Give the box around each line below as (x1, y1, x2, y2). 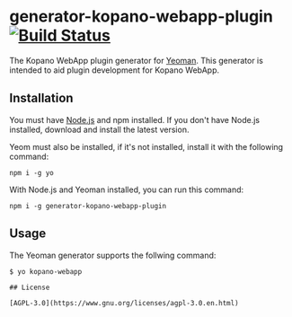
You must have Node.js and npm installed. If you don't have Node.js (9, 114, 261, 125)
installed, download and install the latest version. (9, 124, 190, 135)
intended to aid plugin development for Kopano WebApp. (9, 65, 220, 75)
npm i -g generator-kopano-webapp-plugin (9, 201, 167, 210)
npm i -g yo (9, 168, 54, 177)
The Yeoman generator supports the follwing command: (9, 250, 217, 260)
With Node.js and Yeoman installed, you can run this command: (9, 184, 244, 195)
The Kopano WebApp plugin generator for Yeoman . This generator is (9, 55, 263, 66)
